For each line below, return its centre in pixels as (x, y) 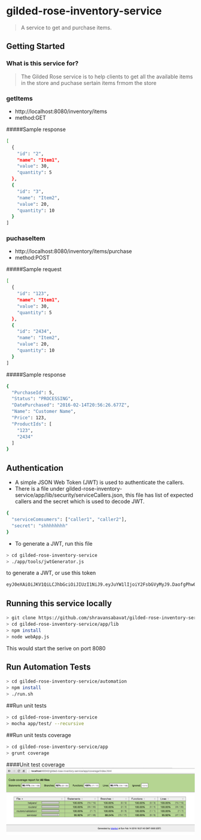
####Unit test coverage (36, 765)
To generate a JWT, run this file (54, 543)
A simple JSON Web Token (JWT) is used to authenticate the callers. (99, 482)
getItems (19, 98)
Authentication (35, 468)
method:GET (30, 117)
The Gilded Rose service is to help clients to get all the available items (107, 77)
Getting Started (36, 46)
